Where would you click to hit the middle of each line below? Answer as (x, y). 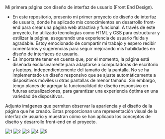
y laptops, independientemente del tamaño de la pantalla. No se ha (81, 70)
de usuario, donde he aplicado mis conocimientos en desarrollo (77, 22)
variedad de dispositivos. (38, 96)
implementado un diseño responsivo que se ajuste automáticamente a (84, 75)
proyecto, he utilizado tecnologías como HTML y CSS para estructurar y (86, 33)
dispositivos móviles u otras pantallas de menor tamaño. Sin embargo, (84, 80)
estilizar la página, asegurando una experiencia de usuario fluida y (80, 38)
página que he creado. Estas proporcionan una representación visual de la (81, 111)
